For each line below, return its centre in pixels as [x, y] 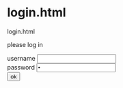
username [21, 58]
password [21, 67]
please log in [25, 44]
